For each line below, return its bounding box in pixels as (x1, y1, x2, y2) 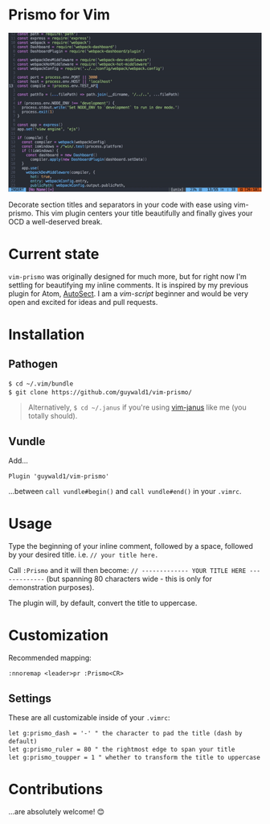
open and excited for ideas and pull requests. (8, 297, 158, 307)
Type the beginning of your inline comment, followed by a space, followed (8, 542, 253, 551)
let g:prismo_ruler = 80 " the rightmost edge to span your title (8, 745, 235, 753)
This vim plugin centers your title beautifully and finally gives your (35, 208, 253, 218)
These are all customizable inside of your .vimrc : (8, 712, 170, 722)
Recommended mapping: (8, 653, 92, 663)
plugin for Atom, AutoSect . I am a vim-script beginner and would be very (8, 288, 249, 299)
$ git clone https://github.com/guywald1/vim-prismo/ (8, 388, 193, 396)
